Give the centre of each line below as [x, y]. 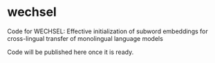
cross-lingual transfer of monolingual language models [85, 38]
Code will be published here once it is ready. [71, 52]
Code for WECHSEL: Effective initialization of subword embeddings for [108, 31]
